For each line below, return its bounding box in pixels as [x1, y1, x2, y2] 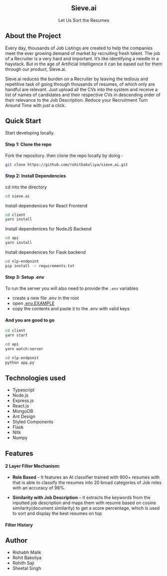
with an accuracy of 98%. [12, 485, 66, 491]
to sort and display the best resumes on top [12, 510, 102, 516]
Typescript [12, 387, 35, 393]
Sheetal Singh [12, 566, 41, 572]
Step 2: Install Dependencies [5, 173, 66, 179]
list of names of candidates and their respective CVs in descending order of [5, 92, 161, 98]
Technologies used [5, 374, 66, 382]
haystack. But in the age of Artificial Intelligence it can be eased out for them [5, 61, 163, 67]
